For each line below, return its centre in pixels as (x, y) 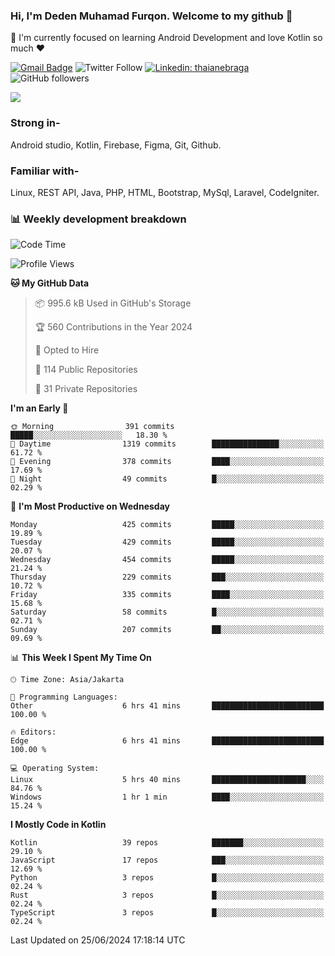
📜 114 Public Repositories (86, 370)
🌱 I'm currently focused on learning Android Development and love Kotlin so (166, 38)
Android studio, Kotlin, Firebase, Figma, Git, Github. (116, 145)
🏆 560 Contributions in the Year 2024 (113, 327)
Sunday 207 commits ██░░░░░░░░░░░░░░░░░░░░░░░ (167, 630)
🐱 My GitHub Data (50, 283)
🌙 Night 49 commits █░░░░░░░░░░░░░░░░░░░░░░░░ (167, 479)
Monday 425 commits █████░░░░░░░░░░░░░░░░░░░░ (167, 525)
